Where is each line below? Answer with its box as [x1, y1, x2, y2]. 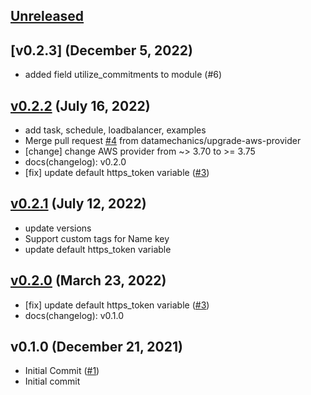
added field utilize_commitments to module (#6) [24, 69, 223, 81]
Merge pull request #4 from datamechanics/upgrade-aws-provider [24, 135, 302, 147]
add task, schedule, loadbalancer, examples [24, 124, 207, 136]
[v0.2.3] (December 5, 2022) [10, 42, 193, 59]
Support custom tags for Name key [24, 232, 170, 244]
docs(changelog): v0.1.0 [24, 309, 125, 321]
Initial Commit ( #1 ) [24, 365, 100, 377]
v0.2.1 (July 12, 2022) [10, 195, 147, 213]
